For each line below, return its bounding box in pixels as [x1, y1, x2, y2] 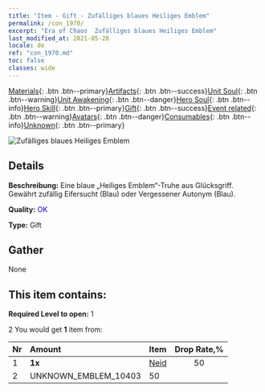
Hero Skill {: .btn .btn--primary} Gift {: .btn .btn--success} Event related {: [23, 103, 257, 112]
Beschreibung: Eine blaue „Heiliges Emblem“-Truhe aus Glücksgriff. [8, 180, 234, 190]
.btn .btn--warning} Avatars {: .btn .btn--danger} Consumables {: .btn [8, 112, 230, 121]
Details [8, 159, 44, 173]
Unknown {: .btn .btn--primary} [23, 120, 125, 129]
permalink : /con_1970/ [8, 19, 84, 27]
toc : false [8, 57, 45, 65]
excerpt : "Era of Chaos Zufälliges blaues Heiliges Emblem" [8, 27, 218, 35]
